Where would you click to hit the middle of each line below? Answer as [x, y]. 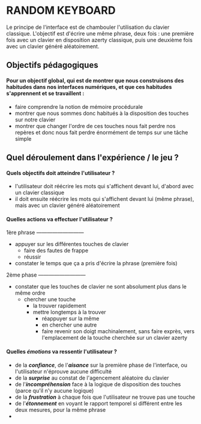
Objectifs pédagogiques [52, 65]
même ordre [30, 293]
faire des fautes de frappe [56, 251]
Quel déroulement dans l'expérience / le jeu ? [92, 157]
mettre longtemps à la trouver [69, 312]
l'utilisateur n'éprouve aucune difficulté [63, 371]
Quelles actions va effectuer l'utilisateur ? [59, 219]
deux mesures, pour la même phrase [60, 410]
